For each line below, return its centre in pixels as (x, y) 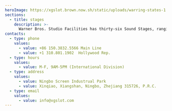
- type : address (27, 72)
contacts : (15, 34)
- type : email (24, 91)
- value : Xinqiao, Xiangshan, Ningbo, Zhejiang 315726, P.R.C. (88, 86)
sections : (15, 15)
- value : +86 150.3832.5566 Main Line (60, 48)
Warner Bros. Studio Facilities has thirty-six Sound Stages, (86, 29)
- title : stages (27, 19)
